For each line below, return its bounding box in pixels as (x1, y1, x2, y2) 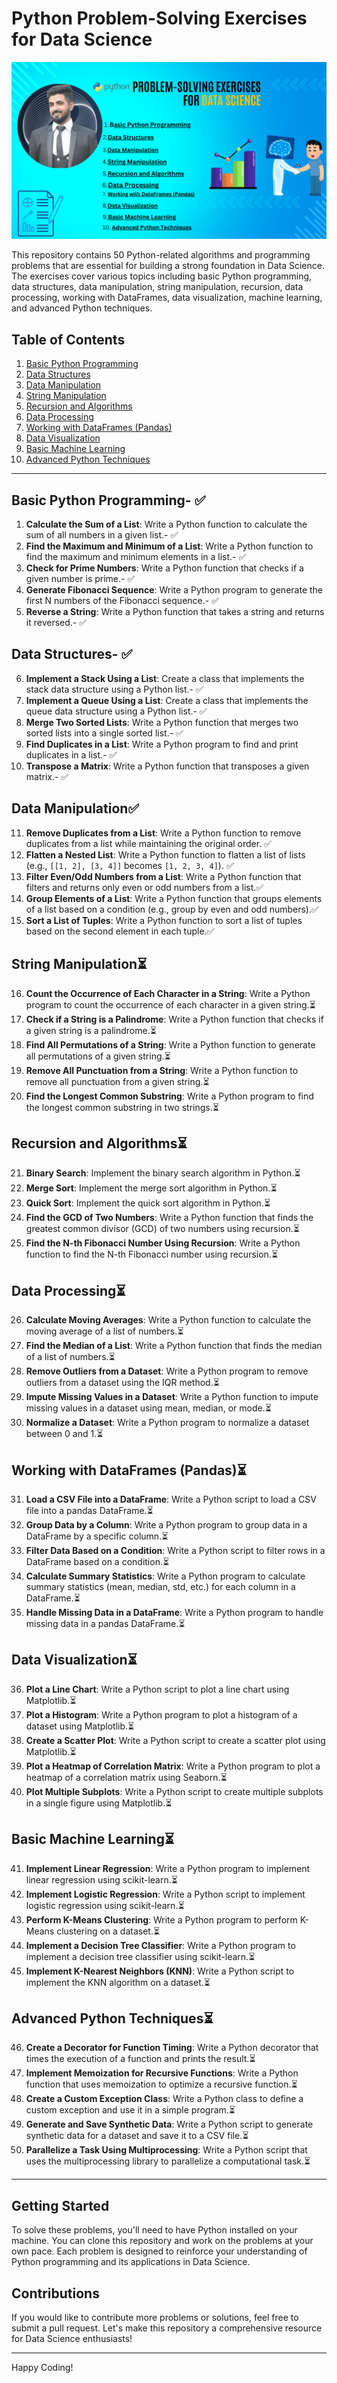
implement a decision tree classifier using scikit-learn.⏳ (25, 1950, 256, 1962)
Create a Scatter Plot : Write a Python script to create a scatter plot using (25, 1734, 326, 1746)
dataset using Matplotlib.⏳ (25, 1720, 135, 1732)
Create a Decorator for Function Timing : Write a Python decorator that (25, 2042, 319, 2054)
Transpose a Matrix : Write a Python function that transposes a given (25, 760, 310, 772)
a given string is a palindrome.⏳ (25, 1024, 157, 1036)
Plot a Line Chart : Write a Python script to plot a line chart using (25, 1683, 290, 1695)
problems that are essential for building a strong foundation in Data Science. (11, 260, 325, 272)
